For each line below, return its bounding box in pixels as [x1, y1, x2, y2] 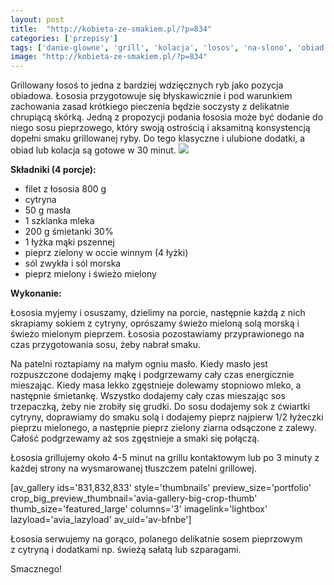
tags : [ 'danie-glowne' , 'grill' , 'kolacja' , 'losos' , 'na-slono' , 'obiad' [10, 42, 329, 53]
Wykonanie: [10, 287, 62, 300]
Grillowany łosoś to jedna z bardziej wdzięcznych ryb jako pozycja [10, 79, 284, 91]
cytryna [24, 194, 57, 206]
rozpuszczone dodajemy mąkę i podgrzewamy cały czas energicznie [10, 369, 295, 381]
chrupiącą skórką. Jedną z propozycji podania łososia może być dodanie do [10, 111, 324, 123]
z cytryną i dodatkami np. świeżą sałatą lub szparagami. [10, 544, 242, 556]
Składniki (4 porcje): [10, 164, 97, 176]
